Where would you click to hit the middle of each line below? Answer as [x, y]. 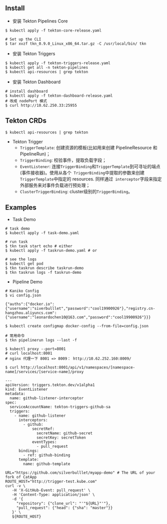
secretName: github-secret [65, 433]
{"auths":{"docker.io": [30, 304]
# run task [16, 242]
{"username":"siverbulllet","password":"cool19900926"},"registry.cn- [80, 309]
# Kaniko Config [22, 291]
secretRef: [43, 429]
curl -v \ [15, 486]
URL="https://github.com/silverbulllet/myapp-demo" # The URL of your [80, 473]
